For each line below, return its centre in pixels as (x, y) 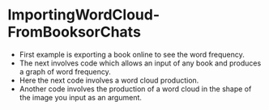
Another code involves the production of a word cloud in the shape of (135, 89)
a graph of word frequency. (65, 71)
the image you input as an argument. (81, 97)
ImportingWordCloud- (84, 15)
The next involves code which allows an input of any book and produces (140, 63)
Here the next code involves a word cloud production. (109, 80)
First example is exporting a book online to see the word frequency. (132, 54)
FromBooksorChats (74, 32)
